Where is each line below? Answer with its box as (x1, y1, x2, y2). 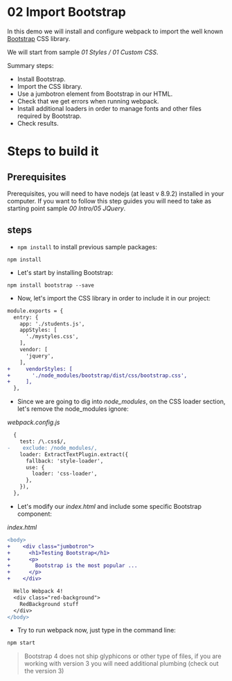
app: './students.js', (19, 320, 85, 327)
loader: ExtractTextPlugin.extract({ (19, 451, 129, 458)
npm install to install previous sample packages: (17, 242, 158, 251)
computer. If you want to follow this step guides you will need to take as (7, 196, 212, 205)
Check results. (17, 119, 59, 127)
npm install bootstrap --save (7, 282, 95, 289)
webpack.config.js (7, 418, 60, 427)
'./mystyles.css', (25, 333, 79, 340)
